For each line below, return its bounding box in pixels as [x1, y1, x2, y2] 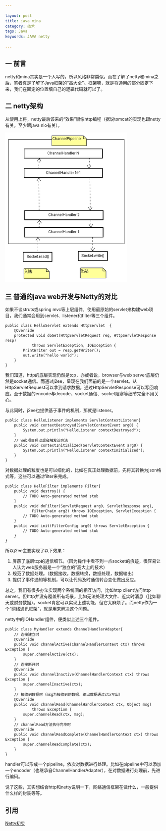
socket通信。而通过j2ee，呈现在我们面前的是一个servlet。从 [13, 378, 137, 384]
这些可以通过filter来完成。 [18, 473, 71, 479]
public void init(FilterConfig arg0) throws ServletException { [14, 523, 150, 528]
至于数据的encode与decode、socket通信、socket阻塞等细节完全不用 [13, 391, 155, 397]
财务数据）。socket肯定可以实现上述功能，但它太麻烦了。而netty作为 [13, 600, 153, 606]
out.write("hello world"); [23, 353, 79, 358]
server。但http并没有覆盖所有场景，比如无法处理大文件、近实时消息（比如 [5, 593, 157, 599]
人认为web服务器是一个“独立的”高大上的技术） [12, 565, 108, 571]
